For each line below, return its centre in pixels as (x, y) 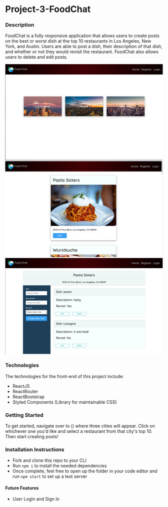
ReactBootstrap (28, 397)
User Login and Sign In (36, 499)
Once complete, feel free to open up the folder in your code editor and (85, 471)
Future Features (22, 488)
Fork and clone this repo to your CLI (49, 460)
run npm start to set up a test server (50, 476)
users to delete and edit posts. (36, 57)
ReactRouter (25, 391)
